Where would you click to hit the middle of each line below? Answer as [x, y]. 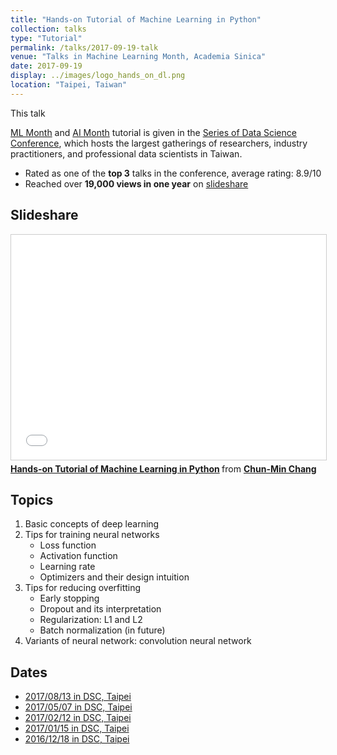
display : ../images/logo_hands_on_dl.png [98, 76]
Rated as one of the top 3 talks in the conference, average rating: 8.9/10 [173, 173]
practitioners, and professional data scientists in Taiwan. [126, 153]
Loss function [68, 545]
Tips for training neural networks [92, 535]
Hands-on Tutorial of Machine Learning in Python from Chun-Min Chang [163, 468]
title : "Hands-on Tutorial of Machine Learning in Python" [136, 19]
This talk [28, 113]
